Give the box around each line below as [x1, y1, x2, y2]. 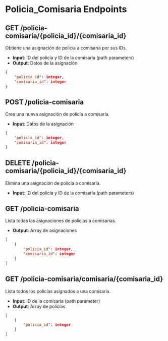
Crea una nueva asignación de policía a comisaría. [5, 111, 110, 117]
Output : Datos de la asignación [12, 60, 78, 66]
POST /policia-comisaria [5, 97, 84, 106]
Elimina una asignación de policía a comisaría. [5, 180, 101, 186]
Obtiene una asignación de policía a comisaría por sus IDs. [5, 45, 127, 51]
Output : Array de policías [12, 303, 66, 309]
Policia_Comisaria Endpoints [5, 4, 127, 15]
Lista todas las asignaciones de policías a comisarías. [5, 218, 117, 224]
